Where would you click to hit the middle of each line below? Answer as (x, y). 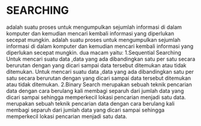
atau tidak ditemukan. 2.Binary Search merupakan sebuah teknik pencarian (99, 84)
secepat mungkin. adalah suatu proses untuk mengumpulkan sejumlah (94, 40)
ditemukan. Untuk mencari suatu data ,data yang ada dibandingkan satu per (100, 71)
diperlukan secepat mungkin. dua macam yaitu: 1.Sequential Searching (94, 52)
